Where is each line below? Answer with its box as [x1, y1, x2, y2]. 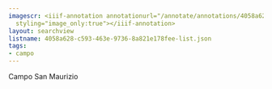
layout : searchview [8, 27, 74, 35]
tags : [8, 42, 27, 50]
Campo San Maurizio [8, 72, 79, 81]
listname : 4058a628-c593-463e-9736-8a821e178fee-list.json [8, 34, 212, 43]
